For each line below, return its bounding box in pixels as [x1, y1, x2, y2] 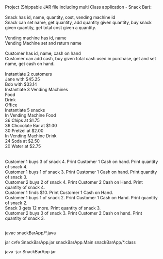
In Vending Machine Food [5, 113, 56, 118]
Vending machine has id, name [5, 35, 67, 41]
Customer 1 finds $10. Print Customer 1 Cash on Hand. [5, 190, 113, 195]
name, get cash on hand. [5, 61, 55, 66]
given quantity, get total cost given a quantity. [5, 25, 97, 31]
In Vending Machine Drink [5, 133, 57, 139]
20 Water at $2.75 [5, 143, 41, 149]
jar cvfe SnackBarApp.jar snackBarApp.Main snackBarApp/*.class [5, 240, 136, 245]
